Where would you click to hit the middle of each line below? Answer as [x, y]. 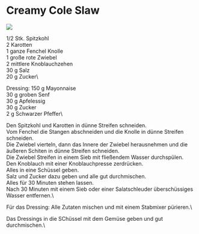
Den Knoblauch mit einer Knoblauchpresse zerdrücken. [75, 163]
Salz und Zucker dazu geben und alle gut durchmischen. [76, 176]
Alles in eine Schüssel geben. [43, 170]
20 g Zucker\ [22, 76]
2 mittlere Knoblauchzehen [40, 64]
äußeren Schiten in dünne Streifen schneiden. [63, 151]
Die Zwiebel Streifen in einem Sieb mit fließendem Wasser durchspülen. [95, 157]
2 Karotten [19, 44]
